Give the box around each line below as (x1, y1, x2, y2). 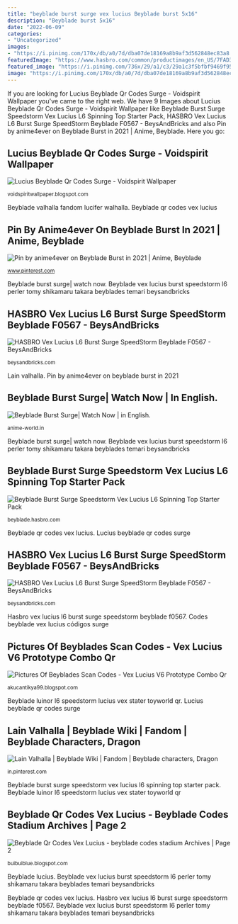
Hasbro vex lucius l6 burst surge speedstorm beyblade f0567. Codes (7, 612, 208, 621)
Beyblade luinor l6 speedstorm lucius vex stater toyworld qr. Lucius (7, 697, 204, 705)
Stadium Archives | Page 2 (7, 820, 127, 832)
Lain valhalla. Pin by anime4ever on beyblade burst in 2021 (7, 371, 179, 380)
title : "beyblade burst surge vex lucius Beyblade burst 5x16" (7, 10, 198, 18)
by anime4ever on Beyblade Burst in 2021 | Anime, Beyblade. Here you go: (7, 127, 225, 135)
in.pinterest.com (7, 768, 47, 775)
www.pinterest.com (7, 267, 55, 275)
